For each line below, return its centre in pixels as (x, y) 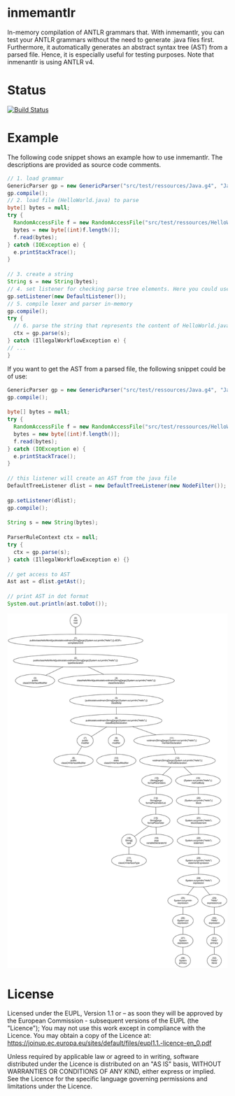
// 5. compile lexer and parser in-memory (70, 304)
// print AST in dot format (48, 597)
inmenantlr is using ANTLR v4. (51, 62)
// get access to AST (39, 574)
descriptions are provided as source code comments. (84, 164)
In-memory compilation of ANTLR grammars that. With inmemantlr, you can (116, 32)
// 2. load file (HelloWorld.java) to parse (73, 201)
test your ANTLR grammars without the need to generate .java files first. (111, 39)
